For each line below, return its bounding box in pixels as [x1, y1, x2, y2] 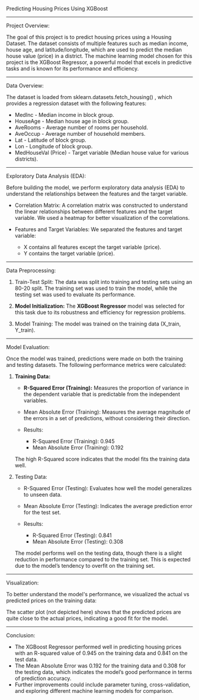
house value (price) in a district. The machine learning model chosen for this [6, 53, 192, 59]
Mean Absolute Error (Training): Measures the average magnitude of [23, 408, 191, 415]
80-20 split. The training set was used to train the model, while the [14, 285, 178, 292]
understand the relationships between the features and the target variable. [6, 190, 188, 197]
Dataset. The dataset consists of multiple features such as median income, [6, 40, 188, 47]
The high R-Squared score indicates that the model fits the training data [14, 456, 190, 462]
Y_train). [14, 327, 36, 334]
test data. [14, 656, 38, 663]
